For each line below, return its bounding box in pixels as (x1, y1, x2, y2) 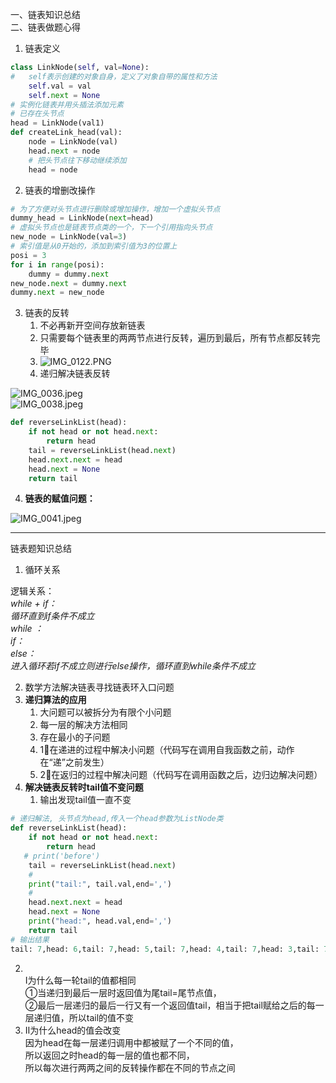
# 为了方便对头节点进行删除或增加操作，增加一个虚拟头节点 (10, 204, 221, 214)
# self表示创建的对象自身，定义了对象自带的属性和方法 (10, 71, 218, 82)
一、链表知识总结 (10, 9, 81, 20)
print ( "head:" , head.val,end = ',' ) (28, 916, 172, 926)
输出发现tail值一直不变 (39, 794, 132, 806)
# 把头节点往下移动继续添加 (28, 155, 127, 165)
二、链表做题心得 (10, 21, 81, 33)
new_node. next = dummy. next (10, 278, 128, 288)
